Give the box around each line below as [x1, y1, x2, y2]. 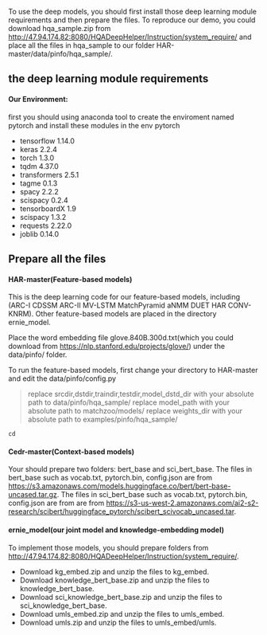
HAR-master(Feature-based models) [8, 274, 133, 284]
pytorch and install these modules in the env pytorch [8, 120, 180, 130]
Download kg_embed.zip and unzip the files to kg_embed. [19, 566, 209, 576]
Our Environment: [8, 94, 68, 104]
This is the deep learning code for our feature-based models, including [8, 292, 241, 302]
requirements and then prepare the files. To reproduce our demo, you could [8, 15, 256, 25]
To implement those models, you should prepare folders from [8, 543, 209, 552]
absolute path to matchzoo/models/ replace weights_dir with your [27, 406, 243, 416]
